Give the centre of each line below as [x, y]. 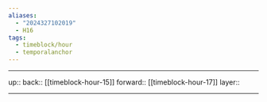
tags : [17, 38]
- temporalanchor [44, 52]
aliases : [23, 15]
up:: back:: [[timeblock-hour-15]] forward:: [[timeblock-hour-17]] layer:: [124, 82]
